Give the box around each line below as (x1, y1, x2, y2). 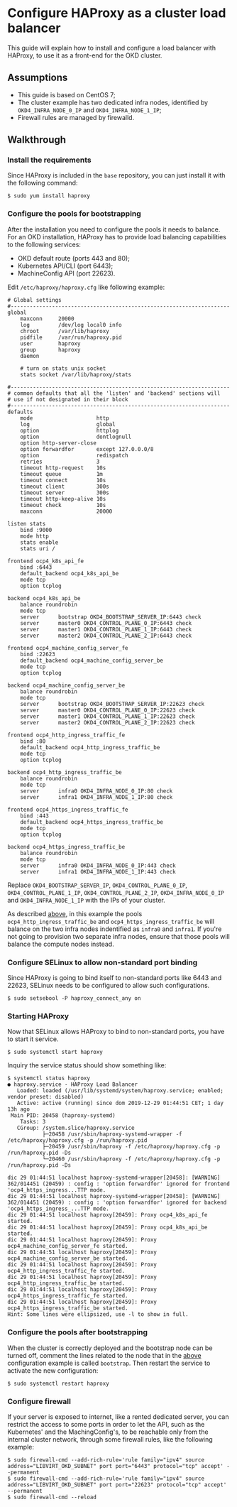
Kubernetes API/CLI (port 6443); (17, 261, 114, 270)
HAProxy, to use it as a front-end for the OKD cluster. (7, 51, 162, 60)
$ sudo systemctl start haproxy (7, 1049, 103, 1056)
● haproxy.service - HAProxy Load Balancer (7, 1081, 138, 1088)
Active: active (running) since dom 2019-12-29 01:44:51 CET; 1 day (16, 1099, 224, 1107)
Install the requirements (7, 155, 92, 165)
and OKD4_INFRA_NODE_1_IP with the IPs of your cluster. (7, 896, 165, 904)
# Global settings (7, 296, 62, 303)
